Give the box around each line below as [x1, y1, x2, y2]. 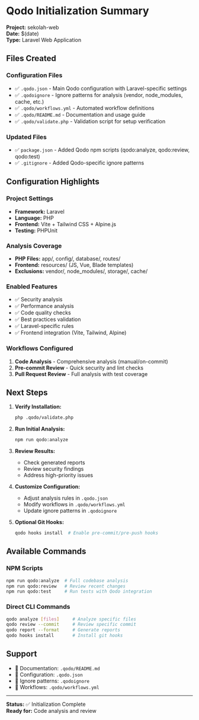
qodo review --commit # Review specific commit [6, 622, 136, 628]
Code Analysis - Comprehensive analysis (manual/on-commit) [14, 358, 169, 365]
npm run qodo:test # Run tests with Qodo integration [6, 589, 152, 594]
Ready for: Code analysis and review [6, 707, 97, 714]
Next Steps [6, 387, 48, 397]
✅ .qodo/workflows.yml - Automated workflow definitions [14, 104, 155, 111]
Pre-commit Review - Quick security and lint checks [14, 364, 144, 371]
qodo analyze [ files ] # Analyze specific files [6, 616, 136, 622]
